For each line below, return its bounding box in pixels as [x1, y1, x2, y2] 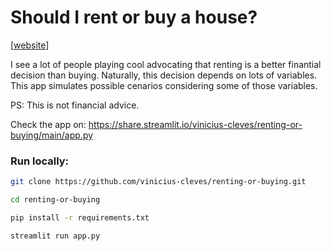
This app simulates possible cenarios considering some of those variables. [10, 79, 318, 91]
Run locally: [10, 154, 70, 168]
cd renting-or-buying [10, 195, 101, 205]
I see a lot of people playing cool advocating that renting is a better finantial [10, 58, 322, 70]
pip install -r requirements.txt [10, 212, 150, 223]
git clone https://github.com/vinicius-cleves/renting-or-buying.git [10, 177, 307, 187]
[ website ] [10, 39, 50, 51]
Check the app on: [10, 118, 87, 130]
